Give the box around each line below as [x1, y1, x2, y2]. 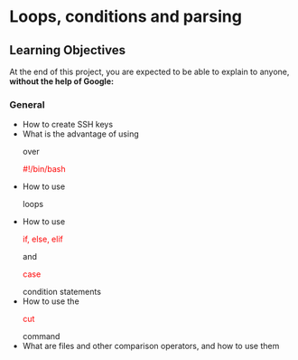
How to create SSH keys [22, 119, 114, 130]
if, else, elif [22, 233, 63, 245]
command [22, 331, 61, 342]
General [9, 98, 45, 110]
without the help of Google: [9, 76, 115, 87]
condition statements [22, 287, 102, 298]
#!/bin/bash [22, 164, 66, 175]
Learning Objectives [9, 43, 126, 58]
